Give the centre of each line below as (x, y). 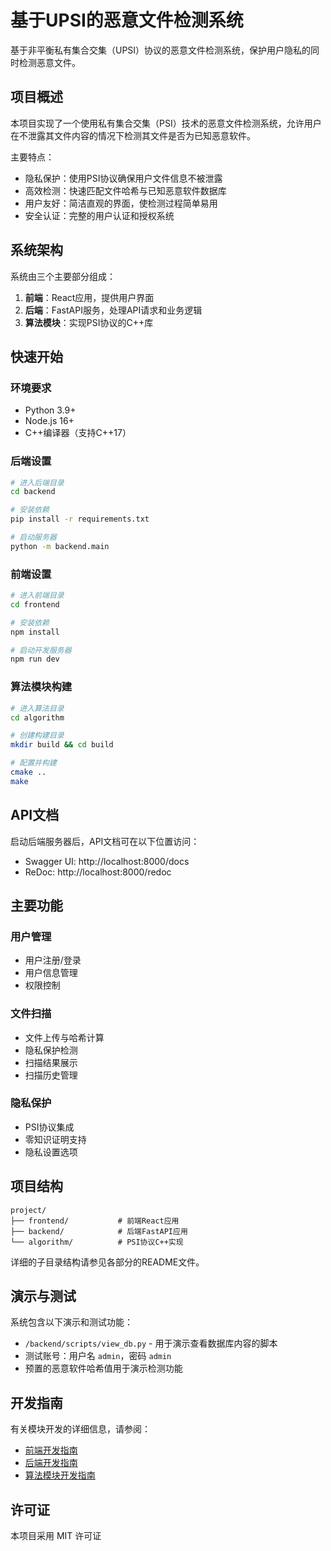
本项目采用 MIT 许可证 (56, 1536)
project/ (28, 1210)
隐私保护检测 (51, 1050)
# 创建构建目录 (37, 736)
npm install (35, 632)
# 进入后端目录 (37, 482)
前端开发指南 (51, 1450)
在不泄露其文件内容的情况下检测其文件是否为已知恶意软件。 (133, 135)
